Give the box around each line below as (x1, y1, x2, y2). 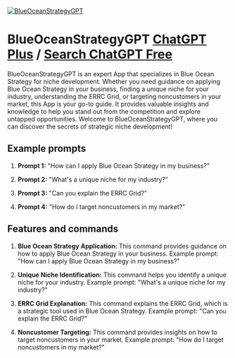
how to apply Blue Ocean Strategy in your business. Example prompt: (17, 249, 219, 258)
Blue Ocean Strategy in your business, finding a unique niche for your (7, 85, 209, 93)
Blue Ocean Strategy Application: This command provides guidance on (17, 241, 227, 250)
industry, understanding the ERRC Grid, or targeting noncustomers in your (7, 92, 222, 100)
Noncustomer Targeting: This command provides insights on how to (17, 328, 218, 336)
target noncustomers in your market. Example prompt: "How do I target (17, 335, 224, 344)
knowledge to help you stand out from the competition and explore (7, 107, 201, 116)
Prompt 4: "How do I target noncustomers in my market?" (17, 202, 186, 211)
